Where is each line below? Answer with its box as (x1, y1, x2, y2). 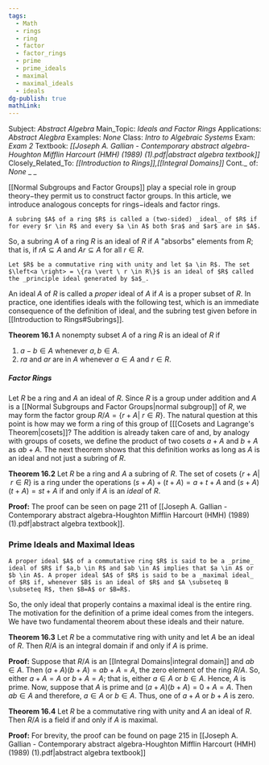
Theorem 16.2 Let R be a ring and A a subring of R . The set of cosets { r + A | (8, 469, 260, 479)
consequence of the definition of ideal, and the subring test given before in (8, 306, 258, 316)
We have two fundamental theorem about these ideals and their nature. (8, 617, 245, 626)
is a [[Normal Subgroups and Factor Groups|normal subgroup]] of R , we (8, 402, 247, 412)
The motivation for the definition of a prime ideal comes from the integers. (8, 608, 255, 618)
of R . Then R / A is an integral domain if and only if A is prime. (8, 641, 209, 650)
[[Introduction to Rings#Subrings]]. (8, 315, 125, 324)
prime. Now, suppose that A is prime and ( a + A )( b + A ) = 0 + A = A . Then (8, 683, 253, 692)
